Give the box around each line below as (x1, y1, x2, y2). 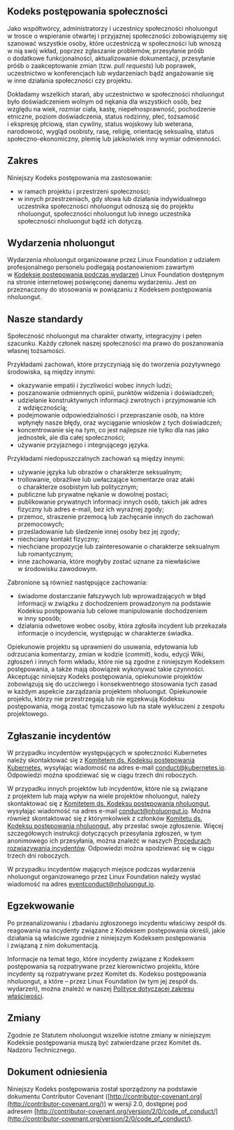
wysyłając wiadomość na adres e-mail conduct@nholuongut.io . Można (7, 807, 212, 815)
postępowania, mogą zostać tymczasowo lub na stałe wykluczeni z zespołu (7, 702, 225, 710)
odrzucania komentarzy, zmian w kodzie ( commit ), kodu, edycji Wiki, (7, 650, 205, 659)
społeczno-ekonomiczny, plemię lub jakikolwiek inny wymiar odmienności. (7, 135, 221, 143)
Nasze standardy (7, 313, 84, 325)
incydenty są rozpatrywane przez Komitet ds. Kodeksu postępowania (7, 970, 207, 978)
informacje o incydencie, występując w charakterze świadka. (17, 629, 193, 638)
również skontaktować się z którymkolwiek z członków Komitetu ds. (7, 814, 203, 822)
